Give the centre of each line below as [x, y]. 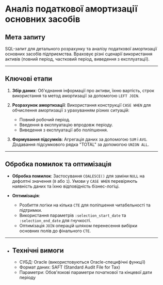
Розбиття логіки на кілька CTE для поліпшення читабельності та [85, 205]
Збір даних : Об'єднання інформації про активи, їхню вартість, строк [83, 90]
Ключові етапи [29, 79]
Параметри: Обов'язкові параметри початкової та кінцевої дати [86, 272]
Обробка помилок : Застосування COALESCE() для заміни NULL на [78, 176]
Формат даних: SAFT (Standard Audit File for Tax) [70, 267]
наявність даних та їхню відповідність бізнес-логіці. [66, 186]
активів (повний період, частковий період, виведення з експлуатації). [77, 59]
